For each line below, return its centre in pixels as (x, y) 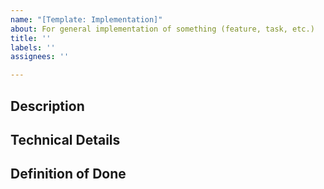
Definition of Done (68, 174)
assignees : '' (40, 57)
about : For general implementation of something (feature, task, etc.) (162, 29)
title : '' (31, 38)
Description (47, 106)
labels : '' (33, 47)
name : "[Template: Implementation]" (86, 19)
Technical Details (65, 139)
